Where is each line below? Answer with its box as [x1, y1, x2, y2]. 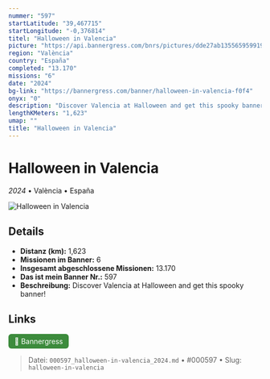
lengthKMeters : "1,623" [8, 110, 88, 118]
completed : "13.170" [8, 65, 78, 73]
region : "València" [8, 49, 74, 57]
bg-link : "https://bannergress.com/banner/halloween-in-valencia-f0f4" [8, 86, 253, 95]
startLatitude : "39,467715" [8, 19, 103, 27]
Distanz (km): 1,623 [19, 246, 87, 256]
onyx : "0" [8, 94, 42, 102]
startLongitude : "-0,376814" [8, 27, 106, 35]
